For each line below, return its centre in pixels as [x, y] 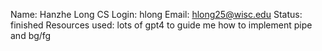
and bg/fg [31, 35]
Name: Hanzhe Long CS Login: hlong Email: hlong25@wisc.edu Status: [156, 14]
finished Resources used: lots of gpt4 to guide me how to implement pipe [161, 25]
